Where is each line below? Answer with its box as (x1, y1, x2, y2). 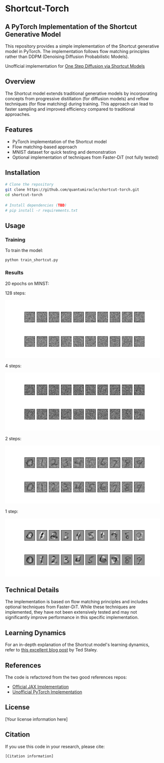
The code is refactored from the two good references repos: (5, 674, 127, 680)
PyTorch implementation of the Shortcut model (12, 139, 107, 144)
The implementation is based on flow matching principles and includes (5, 599, 148, 605)
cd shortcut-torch (5, 193, 43, 198)
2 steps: (5, 435, 22, 441)
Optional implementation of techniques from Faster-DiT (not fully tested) (12, 154, 159, 160)
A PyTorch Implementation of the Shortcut (5, 23, 137, 31)
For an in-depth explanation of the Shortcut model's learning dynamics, (5, 642, 150, 648)
